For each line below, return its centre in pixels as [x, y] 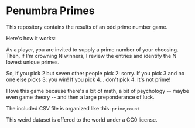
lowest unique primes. [33, 62]
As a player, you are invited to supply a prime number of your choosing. [92, 49]
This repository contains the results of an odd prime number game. [87, 27]
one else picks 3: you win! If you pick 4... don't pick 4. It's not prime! [88, 79]
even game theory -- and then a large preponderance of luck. [80, 97]
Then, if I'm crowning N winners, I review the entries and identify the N [91, 56]
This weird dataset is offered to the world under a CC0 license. [82, 120]
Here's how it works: [31, 38]
